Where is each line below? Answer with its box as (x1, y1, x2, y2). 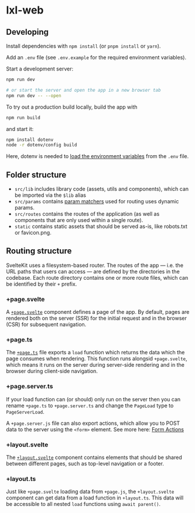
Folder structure (6, 170, 67, 180)
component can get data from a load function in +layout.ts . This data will (6, 494, 184, 501)
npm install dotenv (6, 136, 54, 143)
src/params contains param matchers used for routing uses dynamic (14, 198, 179, 205)
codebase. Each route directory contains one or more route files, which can (6, 274, 189, 281)
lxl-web (6, 4, 44, 17)
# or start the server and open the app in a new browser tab (6, 87, 161, 93)
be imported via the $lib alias (14, 192, 87, 199)
